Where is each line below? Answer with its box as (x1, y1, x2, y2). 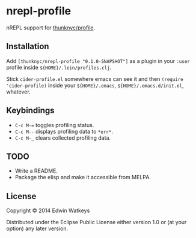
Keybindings (6, 106, 55, 116)
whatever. (6, 88, 31, 95)
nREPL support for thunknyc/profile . (6, 24, 96, 31)
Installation (6, 41, 49, 52)
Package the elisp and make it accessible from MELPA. (14, 174, 152, 181)
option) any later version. (6, 225, 68, 232)
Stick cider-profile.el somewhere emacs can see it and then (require (6, 75, 183, 82)
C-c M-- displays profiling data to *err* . (14, 128, 113, 135)
